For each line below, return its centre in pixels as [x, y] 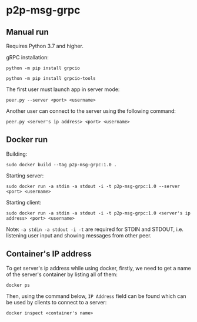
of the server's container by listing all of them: [62, 274]
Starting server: [25, 175]
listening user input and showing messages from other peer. [79, 235]
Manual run [27, 32]
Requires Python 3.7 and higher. [45, 46]
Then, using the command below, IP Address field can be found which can [96, 296]
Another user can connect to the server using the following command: [91, 111]
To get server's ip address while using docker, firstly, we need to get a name [98, 268]
